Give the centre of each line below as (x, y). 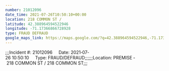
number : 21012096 (23, 10)
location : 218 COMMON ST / (33, 19)
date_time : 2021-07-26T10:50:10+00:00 (46, 15)
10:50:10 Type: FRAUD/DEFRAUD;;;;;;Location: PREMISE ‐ (73, 57)
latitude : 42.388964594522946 (37, 24)
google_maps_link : (24, 38)
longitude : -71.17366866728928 (38, 29)
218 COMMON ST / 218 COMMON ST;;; (47, 63)
